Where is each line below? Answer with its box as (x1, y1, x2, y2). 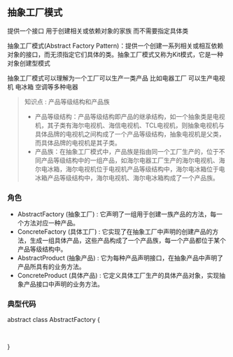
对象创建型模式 (7, 59, 50, 67)
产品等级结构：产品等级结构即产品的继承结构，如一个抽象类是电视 (34, 112, 225, 120)
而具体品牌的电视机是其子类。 (34, 139, 121, 147)
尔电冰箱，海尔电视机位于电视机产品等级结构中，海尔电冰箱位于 (34, 164, 219, 173)
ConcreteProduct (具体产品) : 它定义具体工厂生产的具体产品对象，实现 (17, 272, 220, 280)
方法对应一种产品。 (23, 219, 79, 227)
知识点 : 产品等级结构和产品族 (24, 97, 110, 106)
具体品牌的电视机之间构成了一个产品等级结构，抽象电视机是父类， (34, 129, 225, 138)
